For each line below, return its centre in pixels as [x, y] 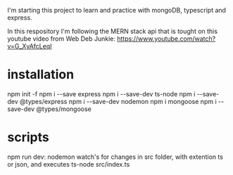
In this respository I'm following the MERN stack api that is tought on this [113, 31]
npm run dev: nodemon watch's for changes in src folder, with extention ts [115, 157]
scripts [28, 137]
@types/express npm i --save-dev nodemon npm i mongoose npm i [118, 101]
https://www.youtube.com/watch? [166, 39]
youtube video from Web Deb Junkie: [62, 39]
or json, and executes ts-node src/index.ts [69, 164]
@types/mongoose [64, 109]
